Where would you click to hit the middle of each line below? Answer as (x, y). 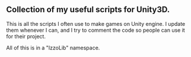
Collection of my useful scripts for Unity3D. (88, 10)
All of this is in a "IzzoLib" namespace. (53, 48)
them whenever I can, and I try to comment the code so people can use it (95, 30)
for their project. (26, 36)
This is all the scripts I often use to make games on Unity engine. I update (96, 24)
